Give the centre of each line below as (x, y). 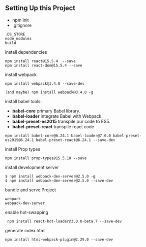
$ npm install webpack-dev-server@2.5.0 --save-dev (59, 180)
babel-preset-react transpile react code (53, 126)
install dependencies (26, 52)
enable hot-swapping (27, 212)
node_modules (18, 38)
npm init (20, 20)
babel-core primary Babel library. (46, 111)
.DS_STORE (15, 34)
